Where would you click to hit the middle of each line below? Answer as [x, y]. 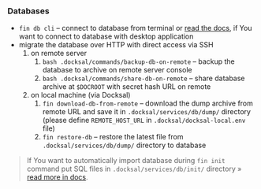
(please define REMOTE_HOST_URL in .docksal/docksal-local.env [144, 120]
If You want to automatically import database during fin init [126, 161]
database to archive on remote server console [117, 70]
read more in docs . [57, 177]
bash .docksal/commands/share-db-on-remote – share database [144, 78]
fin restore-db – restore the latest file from [113, 137]
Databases [28, 11]
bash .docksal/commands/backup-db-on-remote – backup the [138, 61]
